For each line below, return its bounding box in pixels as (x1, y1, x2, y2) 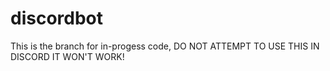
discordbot (10, 7, 104, 30)
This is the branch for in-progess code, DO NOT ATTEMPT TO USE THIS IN (10, 40, 320, 52)
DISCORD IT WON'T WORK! (10, 50, 125, 62)
